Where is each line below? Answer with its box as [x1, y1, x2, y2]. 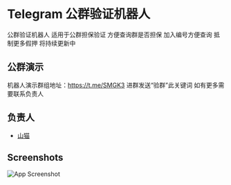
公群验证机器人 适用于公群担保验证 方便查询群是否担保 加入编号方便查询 [7, 30, 212, 39]
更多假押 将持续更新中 [12, 39, 76, 47]
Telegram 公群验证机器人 [7, 6, 151, 22]
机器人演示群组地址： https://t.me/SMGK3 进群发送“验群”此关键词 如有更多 [7, 81, 219, 89]
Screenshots [7, 151, 64, 163]
